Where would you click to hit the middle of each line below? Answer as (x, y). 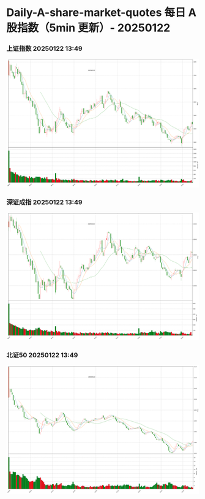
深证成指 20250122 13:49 (44, 202)
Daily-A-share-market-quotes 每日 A (102, 13)
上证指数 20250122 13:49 (44, 48)
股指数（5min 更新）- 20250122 (88, 28)
